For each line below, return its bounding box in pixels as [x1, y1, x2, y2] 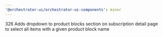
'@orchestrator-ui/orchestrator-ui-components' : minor [5, 7, 122, 12]
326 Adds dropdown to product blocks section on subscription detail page [5, 21, 158, 27]
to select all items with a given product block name [5, 26, 110, 32]
